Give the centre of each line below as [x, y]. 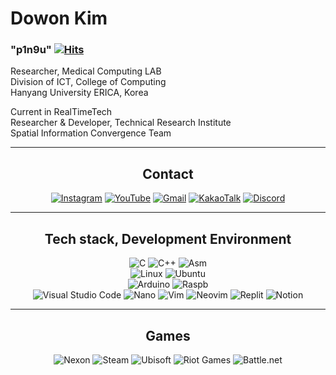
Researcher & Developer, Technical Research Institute [121, 123]
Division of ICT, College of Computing [88, 82]
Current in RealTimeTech [61, 112]
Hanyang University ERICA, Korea [79, 93]
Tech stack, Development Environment [168, 238]
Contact [168, 173]
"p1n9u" [31, 50]
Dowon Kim [59, 18]
